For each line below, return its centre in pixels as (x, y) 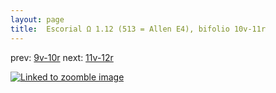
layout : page (37, 19)
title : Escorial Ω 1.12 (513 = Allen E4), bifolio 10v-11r (138, 29)
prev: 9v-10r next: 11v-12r (62, 57)
